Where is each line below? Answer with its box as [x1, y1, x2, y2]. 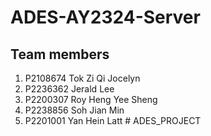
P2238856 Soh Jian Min [24, 104, 125, 116]
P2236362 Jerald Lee [24, 83, 115, 95]
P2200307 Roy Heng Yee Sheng [24, 94, 158, 105]
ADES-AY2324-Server [10, 6, 201, 29]
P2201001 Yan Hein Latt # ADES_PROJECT [24, 115, 202, 126]
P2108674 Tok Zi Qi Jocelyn [24, 72, 141, 84]
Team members [10, 46, 110, 63]
